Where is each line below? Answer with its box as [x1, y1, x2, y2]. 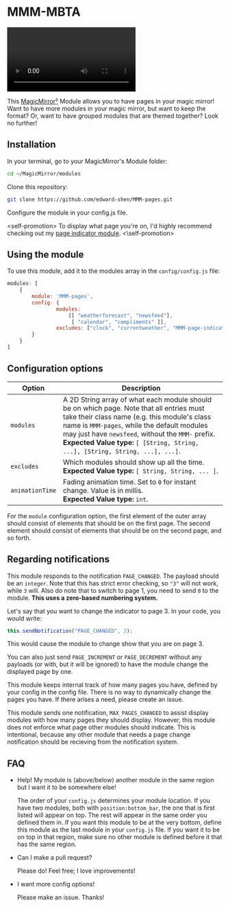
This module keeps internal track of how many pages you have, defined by [7, 681, 218, 689]
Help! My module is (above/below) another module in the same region [16, 776, 214, 784]
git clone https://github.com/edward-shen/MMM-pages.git [7, 196, 173, 203]
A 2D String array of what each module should [62, 395, 212, 404]
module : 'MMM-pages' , [31, 293, 94, 300]
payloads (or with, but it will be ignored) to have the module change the [7, 660, 209, 668]
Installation [7, 138, 56, 151]
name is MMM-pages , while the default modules [62, 420, 209, 430]
